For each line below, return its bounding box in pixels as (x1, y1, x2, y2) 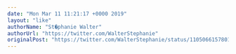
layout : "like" (7, 17, 52, 24)
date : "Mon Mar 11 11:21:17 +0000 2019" (7, 10, 128, 18)
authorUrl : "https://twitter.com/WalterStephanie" (7, 29, 159, 37)
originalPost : (7, 36, 49, 43)
